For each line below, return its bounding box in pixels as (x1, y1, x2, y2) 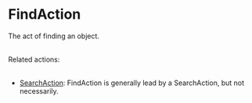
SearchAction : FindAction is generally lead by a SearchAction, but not (19, 78, 245, 87)
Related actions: (8, 55, 60, 64)
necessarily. (19, 86, 59, 95)
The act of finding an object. (8, 31, 100, 41)
